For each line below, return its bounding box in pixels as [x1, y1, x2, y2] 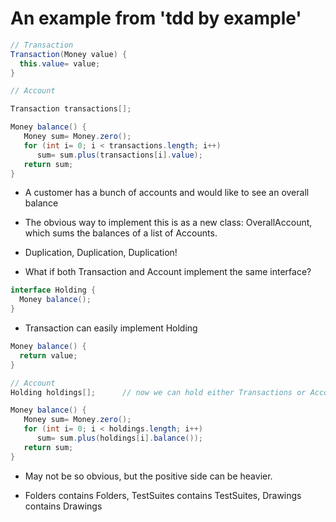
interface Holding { [10, 285, 97, 296]
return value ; [19, 350, 78, 361]
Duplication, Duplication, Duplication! [24, 247, 178, 259]
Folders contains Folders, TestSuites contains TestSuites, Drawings [24, 489, 302, 501]
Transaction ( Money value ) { [10, 49, 128, 59]
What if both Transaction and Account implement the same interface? [24, 266, 312, 278]
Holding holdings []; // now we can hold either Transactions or [10, 387, 307, 397]
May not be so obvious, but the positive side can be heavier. [24, 470, 273, 482]
